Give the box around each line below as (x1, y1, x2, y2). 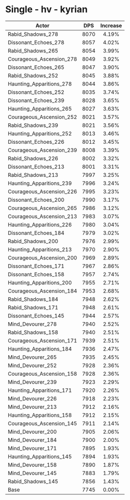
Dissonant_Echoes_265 (8, 64, 65, 71)
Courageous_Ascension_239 (8, 146, 77, 153)
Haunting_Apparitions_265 (8, 105, 72, 112)
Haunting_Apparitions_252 (8, 130, 72, 137)
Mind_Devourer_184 (8, 436, 57, 443)
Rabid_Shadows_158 (8, 329, 59, 336)
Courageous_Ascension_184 (8, 287, 77, 294)
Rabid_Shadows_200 (8, 238, 59, 245)
